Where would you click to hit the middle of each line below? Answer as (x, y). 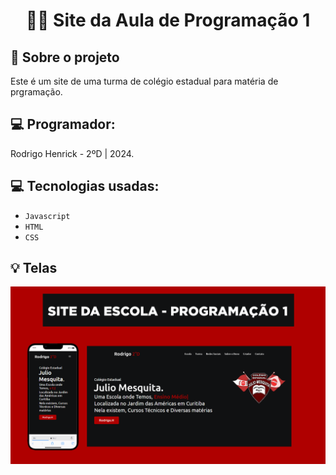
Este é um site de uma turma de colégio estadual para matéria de (144, 81)
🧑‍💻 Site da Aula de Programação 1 (168, 20)
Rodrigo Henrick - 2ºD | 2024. (72, 153)
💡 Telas (34, 268)
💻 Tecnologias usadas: (85, 186)
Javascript (47, 216)
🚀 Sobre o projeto (65, 57)
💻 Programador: (63, 124)
